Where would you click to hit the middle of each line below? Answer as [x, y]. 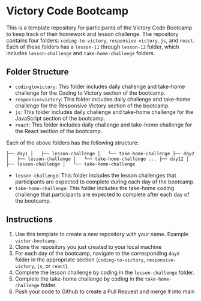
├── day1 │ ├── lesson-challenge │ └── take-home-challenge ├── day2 [100, 153]
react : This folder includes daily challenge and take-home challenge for [103, 125]
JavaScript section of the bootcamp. [60, 118]
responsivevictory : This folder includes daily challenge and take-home [103, 99]
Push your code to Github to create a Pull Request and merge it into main [105, 291]
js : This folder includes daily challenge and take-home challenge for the [104, 112]
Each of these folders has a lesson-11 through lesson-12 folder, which [93, 47]
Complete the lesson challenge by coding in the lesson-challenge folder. [105, 272]
